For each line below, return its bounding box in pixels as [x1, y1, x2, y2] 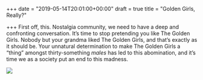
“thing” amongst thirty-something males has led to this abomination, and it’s [6, 49, 196, 56]
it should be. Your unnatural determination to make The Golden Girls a [6, 42, 181, 50]
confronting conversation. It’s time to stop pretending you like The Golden [6, 30, 190, 37]
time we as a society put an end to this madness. [6, 56, 128, 62]
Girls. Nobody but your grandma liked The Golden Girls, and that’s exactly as [6, 36, 198, 43]
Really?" [6, 12, 27, 19]
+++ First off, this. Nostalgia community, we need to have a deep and [6, 24, 179, 30]
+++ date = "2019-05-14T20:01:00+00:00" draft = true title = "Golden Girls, [6, 5, 196, 12]
